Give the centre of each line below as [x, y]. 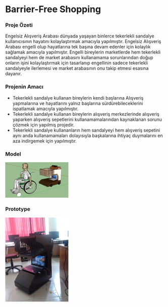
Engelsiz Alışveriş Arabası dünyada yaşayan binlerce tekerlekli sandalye [80, 36]
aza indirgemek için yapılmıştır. [45, 141]
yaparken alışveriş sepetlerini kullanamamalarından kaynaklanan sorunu [87, 119]
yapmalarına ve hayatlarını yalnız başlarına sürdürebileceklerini [78, 103]
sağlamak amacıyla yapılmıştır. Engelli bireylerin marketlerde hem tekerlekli [83, 52]
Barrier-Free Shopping [53, 9]
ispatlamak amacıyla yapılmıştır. [45, 108]
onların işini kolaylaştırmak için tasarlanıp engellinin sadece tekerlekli [76, 63]
